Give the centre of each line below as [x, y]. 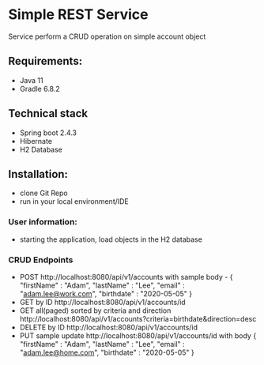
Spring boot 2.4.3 [48, 133]
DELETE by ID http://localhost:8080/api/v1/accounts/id [109, 327]
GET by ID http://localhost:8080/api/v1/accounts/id [102, 302]
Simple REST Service [78, 15]
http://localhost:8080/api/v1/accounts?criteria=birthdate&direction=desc [138, 318]
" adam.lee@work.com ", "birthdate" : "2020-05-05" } [106, 293]
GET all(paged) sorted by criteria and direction [95, 310]
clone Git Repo [44, 193]
